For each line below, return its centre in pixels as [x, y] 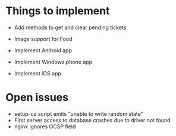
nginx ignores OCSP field [45, 126]
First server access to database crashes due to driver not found [92, 120]
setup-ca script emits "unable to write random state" [78, 113]
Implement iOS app [38, 73]
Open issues [37, 98]
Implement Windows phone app [53, 62]
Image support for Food [43, 39]
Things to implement [58, 11]
